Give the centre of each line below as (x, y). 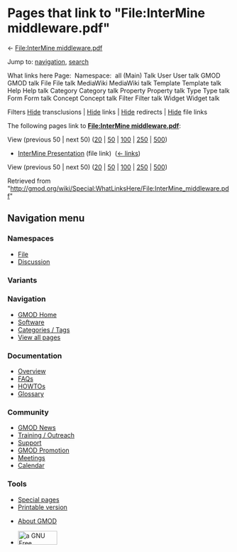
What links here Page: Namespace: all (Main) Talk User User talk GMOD (114, 75)
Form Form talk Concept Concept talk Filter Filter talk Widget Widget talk (114, 98)
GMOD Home (37, 314)
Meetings (31, 458)
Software (31, 322)
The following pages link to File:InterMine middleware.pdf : (94, 125)
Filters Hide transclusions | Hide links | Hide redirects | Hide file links (108, 112)
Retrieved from (29, 181)
